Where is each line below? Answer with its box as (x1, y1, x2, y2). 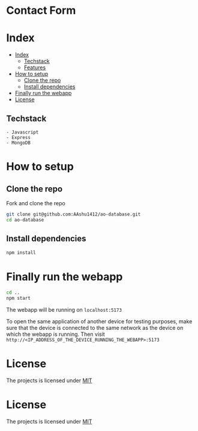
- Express (6, 134, 31, 140)
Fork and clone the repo (6, 199, 66, 206)
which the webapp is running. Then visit (6, 330, 105, 338)
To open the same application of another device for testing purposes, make (6, 318, 193, 325)
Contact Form (6, 4, 76, 17)
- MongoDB (6, 140, 31, 146)
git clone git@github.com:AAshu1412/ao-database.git (6, 211, 141, 217)
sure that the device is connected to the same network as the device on (6, 324, 184, 332)
